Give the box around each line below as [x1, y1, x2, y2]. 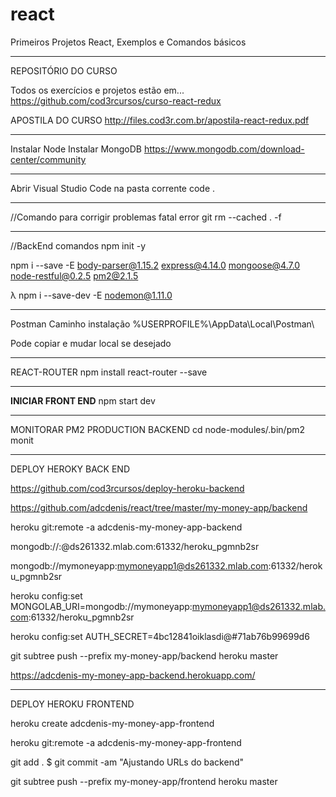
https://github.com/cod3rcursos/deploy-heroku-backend [10, 482, 245, 494]
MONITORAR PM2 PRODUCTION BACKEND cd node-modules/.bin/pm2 [10, 423, 306, 435]
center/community [10, 153, 87, 165]
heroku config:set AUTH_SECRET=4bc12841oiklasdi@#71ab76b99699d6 [10, 630, 310, 642]
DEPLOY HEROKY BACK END [10, 463, 131, 475]
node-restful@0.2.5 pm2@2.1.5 [10, 269, 139, 282]
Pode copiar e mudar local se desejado [10, 337, 172, 349]
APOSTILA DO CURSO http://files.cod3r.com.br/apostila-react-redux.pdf [10, 114, 310, 126]
